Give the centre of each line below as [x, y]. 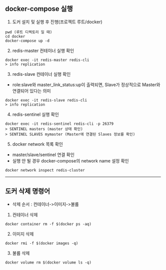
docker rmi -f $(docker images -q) [42, 243]
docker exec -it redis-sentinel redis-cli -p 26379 [59, 124]
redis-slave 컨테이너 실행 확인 [41, 74]
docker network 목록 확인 [38, 144]
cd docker [15, 36]
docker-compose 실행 [39, 9]
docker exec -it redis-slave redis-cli [46, 100]
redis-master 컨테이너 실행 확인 [43, 51]
